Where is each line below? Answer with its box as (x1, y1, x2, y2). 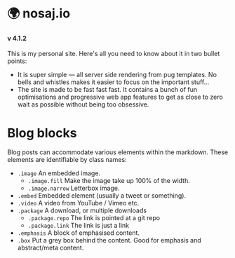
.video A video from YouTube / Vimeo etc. (17, 199, 140, 208)
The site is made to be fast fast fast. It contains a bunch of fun (17, 86, 198, 94)
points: (7, 57, 27, 65)
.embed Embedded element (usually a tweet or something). (17, 191, 187, 200)
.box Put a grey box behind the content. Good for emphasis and (17, 236, 201, 245)
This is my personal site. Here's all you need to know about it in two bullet (7, 50, 220, 58)
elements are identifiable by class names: (7, 156, 128, 164)
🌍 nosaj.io (7, 6, 71, 22)
